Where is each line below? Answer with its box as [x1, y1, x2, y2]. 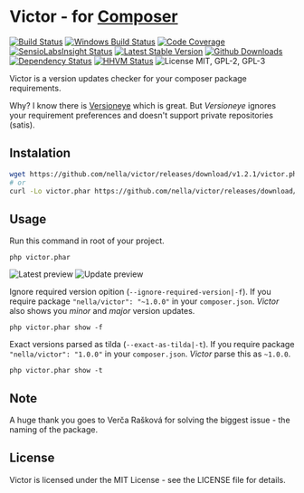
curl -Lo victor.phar [9, 186, 91, 195]
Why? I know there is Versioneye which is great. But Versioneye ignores [9, 100, 277, 110]
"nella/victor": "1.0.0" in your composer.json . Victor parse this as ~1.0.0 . [9, 348, 291, 359]
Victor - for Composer [9, 6, 178, 27]
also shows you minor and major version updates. [9, 306, 195, 317]
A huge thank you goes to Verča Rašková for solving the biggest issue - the [9, 414, 291, 425]
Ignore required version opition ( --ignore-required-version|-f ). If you [9, 287, 271, 298]
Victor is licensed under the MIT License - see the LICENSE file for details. [9, 474, 287, 485]
